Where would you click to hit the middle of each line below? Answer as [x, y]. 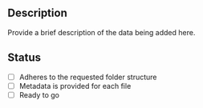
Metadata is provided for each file [75, 86]
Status [24, 58]
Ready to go [39, 94]
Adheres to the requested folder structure [88, 77]
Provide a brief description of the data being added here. [101, 32]
